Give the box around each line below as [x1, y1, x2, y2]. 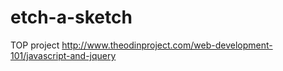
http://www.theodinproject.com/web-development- [61, 39, 273, 51]
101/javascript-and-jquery [10, 49, 117, 61]
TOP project [10, 39, 60, 51]
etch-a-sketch [10, 6, 133, 29]
